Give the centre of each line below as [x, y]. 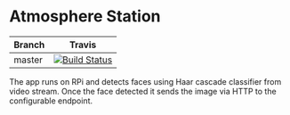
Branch [29, 45]
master [28, 60]
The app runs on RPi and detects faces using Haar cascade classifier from [145, 81]
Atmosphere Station [85, 16]
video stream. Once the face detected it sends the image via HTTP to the [143, 91]
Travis [83, 45]
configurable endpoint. [51, 101]
